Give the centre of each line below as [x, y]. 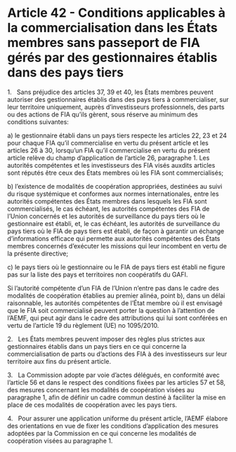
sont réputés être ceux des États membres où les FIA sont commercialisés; [116, 173]
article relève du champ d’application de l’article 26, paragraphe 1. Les [109, 158]
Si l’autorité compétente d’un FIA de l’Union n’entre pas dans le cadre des [113, 288]
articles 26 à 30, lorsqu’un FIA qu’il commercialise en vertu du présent [109, 150]
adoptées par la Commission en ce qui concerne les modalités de [102, 433]
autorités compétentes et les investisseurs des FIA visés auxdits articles [111, 165]
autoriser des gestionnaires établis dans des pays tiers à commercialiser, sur [118, 99]
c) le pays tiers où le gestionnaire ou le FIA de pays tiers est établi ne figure [116, 267]
